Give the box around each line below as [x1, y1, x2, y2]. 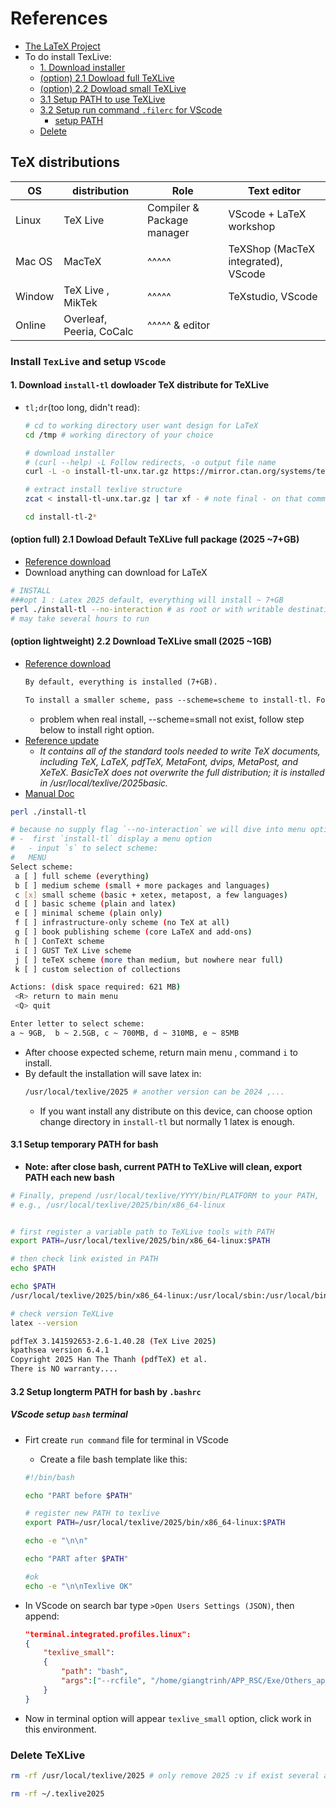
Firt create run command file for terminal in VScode [24, 1433, 229, 1446]
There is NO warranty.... [10, 1364, 118, 1374]
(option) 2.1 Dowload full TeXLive [39, 72, 175, 84]
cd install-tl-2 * [24, 512, 98, 522]
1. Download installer [39, 61, 126, 73]
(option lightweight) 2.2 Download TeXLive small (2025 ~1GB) [10, 635, 273, 647]
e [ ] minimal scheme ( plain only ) [14, 908, 163, 919]
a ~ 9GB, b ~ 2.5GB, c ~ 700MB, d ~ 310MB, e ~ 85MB [10, 1028, 240, 1038]
